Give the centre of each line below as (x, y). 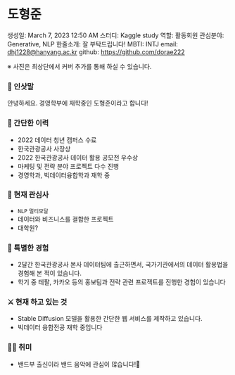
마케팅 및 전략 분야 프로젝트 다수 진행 (68, 166)
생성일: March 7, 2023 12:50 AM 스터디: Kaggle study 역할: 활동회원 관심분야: (116, 35)
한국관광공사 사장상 (44, 148)
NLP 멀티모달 (33, 211)
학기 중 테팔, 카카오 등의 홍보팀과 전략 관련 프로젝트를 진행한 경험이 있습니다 (122, 282)
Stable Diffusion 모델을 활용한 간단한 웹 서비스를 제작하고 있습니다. (110, 319)
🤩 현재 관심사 (28, 195)
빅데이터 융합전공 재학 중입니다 (60, 327)
